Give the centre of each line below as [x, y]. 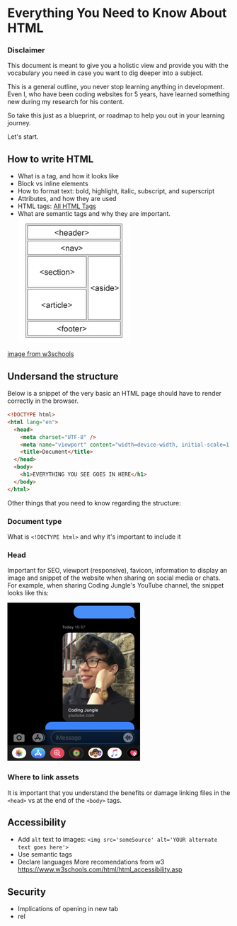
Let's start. [23, 137]
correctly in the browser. [43, 401]
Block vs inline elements [53, 184]
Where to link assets [43, 777]
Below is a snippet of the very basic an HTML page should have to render [114, 394]
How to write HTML [51, 159]
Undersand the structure [63, 376]
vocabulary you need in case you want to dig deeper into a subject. [105, 73]
